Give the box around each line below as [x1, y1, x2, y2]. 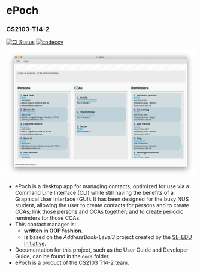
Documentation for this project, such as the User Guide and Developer [14, 246, 189, 253]
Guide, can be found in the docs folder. [14, 253, 110, 260]
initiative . [23, 240, 47, 247]
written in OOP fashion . [23, 227, 83, 234]
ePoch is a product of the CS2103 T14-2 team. [14, 259, 129, 267]
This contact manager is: [14, 221, 77, 228]
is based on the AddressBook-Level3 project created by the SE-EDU [23, 234, 193, 241]
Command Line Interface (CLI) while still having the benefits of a [14, 189, 174, 197]
